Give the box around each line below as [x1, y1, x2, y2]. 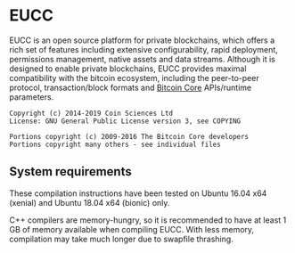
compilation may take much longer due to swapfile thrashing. [9, 233, 234, 244]
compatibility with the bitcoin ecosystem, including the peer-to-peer [9, 72, 260, 83]
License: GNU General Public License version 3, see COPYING [9, 117, 242, 126]
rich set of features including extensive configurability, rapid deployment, [9, 44, 278, 54]
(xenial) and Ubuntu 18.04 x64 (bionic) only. [9, 197, 170, 208]
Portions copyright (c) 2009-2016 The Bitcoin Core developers [9, 132, 250, 141]
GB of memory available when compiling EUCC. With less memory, [9, 224, 255, 234]
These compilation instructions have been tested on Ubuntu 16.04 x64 [9, 188, 267, 199]
